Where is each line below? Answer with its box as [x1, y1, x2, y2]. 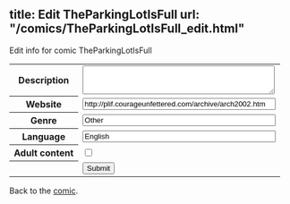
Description [18, 74, 70, 87]
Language [21, 131, 65, 143]
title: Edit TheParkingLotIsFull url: [9, 7, 200, 22]
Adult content [13, 147, 74, 159]
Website [25, 98, 63, 111]
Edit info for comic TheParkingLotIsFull [9, 45, 152, 55]
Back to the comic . [9, 185, 79, 196]
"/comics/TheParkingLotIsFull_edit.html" [9, 21, 245, 37]
